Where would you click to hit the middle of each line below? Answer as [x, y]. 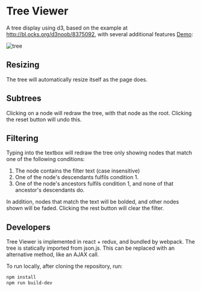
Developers [28, 227]
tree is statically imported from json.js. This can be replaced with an [91, 248]
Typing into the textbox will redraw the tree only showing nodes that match [99, 153]
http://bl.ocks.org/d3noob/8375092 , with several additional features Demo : [100, 34]
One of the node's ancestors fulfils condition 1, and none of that [94, 184]
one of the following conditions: [46, 159]
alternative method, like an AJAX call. [53, 255]
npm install [21, 278]
